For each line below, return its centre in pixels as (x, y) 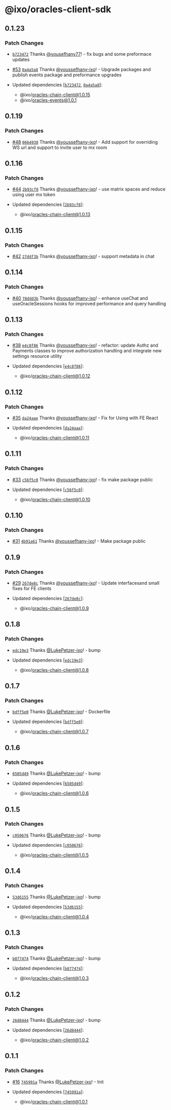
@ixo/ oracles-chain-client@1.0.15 (55, 94)
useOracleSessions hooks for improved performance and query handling (89, 304)
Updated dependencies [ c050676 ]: (48, 845)
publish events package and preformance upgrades (67, 75)
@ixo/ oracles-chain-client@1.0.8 (54, 670)
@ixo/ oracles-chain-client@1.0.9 (54, 608)
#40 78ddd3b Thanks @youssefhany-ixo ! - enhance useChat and (80, 298)
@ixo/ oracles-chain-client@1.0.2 (54, 1040)
